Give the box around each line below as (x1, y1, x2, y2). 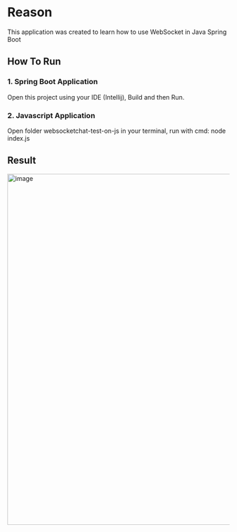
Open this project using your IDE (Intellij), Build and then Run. (7, 93, 185, 101)
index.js (7, 134, 30, 142)
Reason (7, 4, 53, 20)
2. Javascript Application (7, 110, 95, 120)
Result (7, 155, 37, 167)
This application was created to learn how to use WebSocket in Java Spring (7, 28, 227, 36)
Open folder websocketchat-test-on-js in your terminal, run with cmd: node (7, 126, 226, 135)
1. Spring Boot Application (7, 77, 98, 87)
